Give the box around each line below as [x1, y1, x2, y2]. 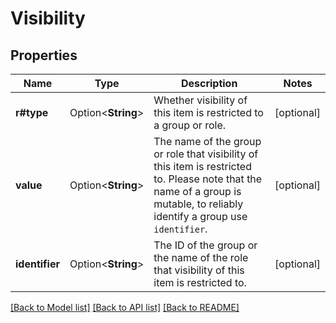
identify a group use [153, 210, 248, 223]
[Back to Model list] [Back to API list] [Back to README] [10, 302, 240, 313]
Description [180, 77, 238, 90]
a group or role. [153, 118, 227, 132]
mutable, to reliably [153, 197, 244, 211]
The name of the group [153, 135, 262, 148]
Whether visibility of [153, 93, 248, 107]
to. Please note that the [153, 172, 263, 186]
